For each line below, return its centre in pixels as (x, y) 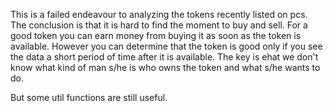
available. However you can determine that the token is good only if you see (166, 46)
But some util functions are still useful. (89, 97)
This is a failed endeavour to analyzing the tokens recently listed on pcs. (159, 14)
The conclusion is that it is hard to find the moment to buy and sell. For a (159, 25)
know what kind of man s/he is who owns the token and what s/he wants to (165, 67)
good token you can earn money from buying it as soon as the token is (156, 35)
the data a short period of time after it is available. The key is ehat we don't (164, 57)
